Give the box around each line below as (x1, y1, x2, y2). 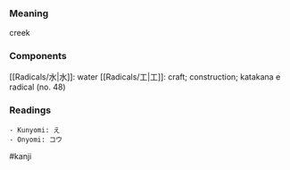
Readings (9, 104, 52, 116)
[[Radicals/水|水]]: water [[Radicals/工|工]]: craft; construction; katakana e (9, 71, 281, 82)
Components (9, 50, 67, 63)
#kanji (9, 150, 32, 161)
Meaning (9, 7, 49, 20)
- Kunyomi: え (9, 125, 61, 134)
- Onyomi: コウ (9, 135, 62, 144)
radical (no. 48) (9, 81, 66, 92)
